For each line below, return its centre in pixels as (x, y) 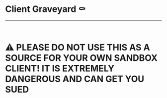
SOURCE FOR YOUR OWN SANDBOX (82, 58)
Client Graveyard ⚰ (45, 9)
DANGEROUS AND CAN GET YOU (75, 79)
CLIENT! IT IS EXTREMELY (60, 69)
